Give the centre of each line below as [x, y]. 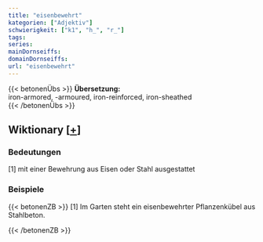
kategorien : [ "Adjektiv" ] [50, 23]
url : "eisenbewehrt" [42, 67]
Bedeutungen [35, 152]
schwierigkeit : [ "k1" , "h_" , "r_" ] [66, 30]
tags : [17, 37]
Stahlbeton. [27, 215]
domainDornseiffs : [38, 60]
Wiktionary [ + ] [44, 130]
